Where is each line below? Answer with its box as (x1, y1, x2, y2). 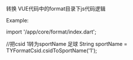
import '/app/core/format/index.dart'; (6, 28, 96, 35)
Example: (6, 17, 29, 24)
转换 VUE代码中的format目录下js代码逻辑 (6, 5, 106, 12)
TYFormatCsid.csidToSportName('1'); (6, 47, 98, 54)
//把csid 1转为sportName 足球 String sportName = (6, 41, 128, 47)
